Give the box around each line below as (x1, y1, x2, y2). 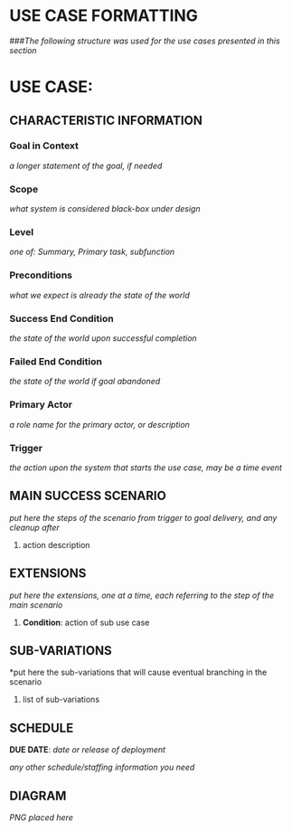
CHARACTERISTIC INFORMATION (9, 112, 203, 128)
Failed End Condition (9, 355, 102, 367)
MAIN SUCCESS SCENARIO (9, 488, 167, 504)
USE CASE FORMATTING (9, 5, 199, 26)
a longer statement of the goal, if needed (9, 160, 163, 171)
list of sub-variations (22, 694, 100, 705)
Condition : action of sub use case (22, 617, 150, 628)
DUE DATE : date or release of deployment (9, 744, 165, 755)
